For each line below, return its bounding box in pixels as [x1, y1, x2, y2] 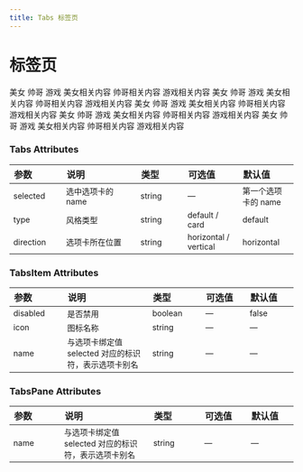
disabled [13, 308, 45, 319]
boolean [151, 308, 183, 319]
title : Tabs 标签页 [9, 13, 78, 23]
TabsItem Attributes [9, 266, 99, 279]
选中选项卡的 [66, 186, 115, 197]
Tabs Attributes [9, 143, 79, 156]
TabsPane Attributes [9, 384, 102, 397]
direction [13, 236, 47, 247]
